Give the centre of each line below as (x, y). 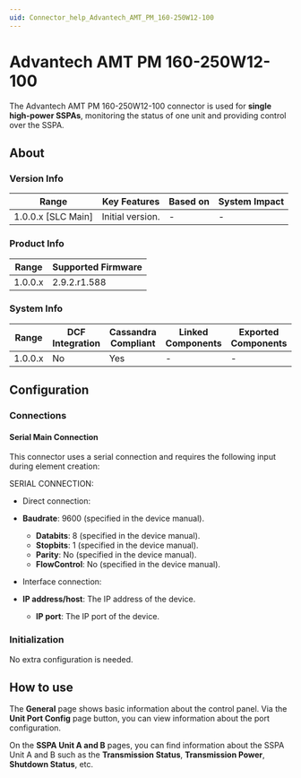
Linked (193, 332)
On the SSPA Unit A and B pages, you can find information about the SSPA (147, 746)
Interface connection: (62, 582)
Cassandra (133, 332)
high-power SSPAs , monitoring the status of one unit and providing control (148, 115)
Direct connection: (56, 501)
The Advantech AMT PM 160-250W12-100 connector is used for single (140, 106)
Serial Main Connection (54, 437)
